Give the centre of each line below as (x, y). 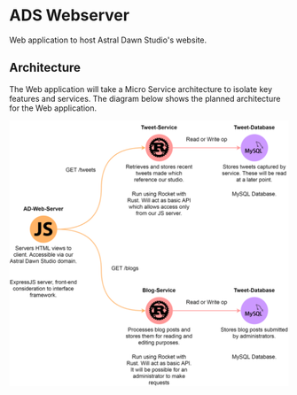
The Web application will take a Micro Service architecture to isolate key (141, 89)
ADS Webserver (70, 15)
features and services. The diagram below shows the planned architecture (145, 98)
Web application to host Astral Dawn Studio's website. (108, 40)
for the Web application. (53, 108)
